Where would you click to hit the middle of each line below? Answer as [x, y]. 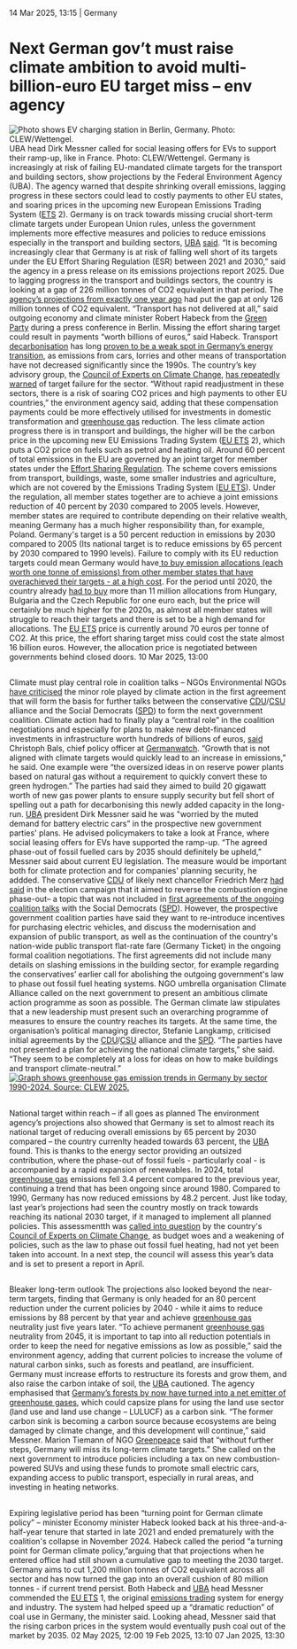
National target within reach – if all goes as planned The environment [134, 1113]
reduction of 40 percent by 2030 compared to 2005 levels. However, [135, 506]
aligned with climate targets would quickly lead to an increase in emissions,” [148, 758]
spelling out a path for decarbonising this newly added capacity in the [136, 805]
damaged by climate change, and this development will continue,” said [137, 1431]
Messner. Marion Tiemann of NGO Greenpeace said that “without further [141, 1440]
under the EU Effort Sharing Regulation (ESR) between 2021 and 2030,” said [147, 261]
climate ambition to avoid [104, 68]
